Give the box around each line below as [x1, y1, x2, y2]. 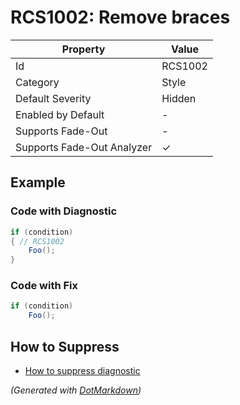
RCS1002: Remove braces [10, 6, 231, 29]
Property [61, 42, 106, 56]
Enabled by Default [15, 107, 105, 121]
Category [15, 75, 60, 89]
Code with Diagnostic [10, 204, 118, 218]
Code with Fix [10, 279, 79, 293]
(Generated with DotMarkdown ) [10, 384, 142, 396]
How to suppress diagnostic [24, 364, 141, 376]
